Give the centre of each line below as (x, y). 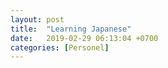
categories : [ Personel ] (60, 47)
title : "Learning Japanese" (71, 29)
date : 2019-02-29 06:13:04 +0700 (84, 38)
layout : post (37, 19)
